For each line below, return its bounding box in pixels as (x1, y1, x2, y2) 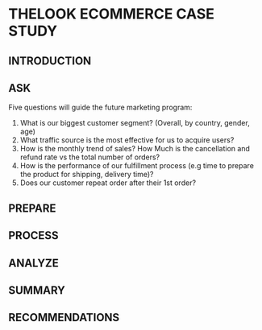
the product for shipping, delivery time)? (19, 170, 154, 179)
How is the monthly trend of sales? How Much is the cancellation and (19, 144, 250, 154)
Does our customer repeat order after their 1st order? (19, 178, 196, 188)
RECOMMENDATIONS (8, 311, 120, 324)
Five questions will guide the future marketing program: (8, 102, 193, 113)
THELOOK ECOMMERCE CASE (8, 5, 215, 23)
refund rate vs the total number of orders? (19, 152, 160, 162)
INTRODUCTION (8, 54, 92, 68)
